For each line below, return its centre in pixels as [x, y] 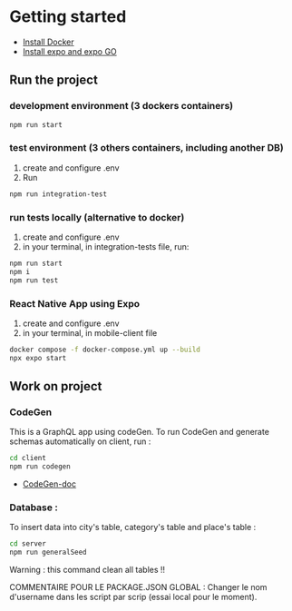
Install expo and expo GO [70, 51]
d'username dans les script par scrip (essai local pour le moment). [133, 597]
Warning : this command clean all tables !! [88, 570]
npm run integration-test [58, 194]
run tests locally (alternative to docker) [97, 217]
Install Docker [48, 42]
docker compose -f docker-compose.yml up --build [105, 350]
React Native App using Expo [75, 303]
